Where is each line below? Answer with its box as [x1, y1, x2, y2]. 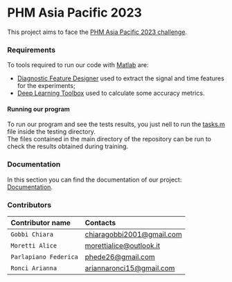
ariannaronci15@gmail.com [84, 263, 175, 273]
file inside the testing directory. [7, 127, 96, 136]
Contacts [84, 218, 116, 228]
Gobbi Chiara [10, 231, 54, 238]
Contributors [7, 200, 52, 209]
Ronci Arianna [10, 265, 57, 272]
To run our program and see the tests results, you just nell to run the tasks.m [7, 120, 225, 129]
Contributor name [10, 218, 71, 228]
